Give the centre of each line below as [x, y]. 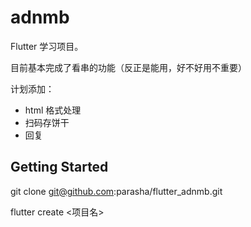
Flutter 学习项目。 [47, 46]
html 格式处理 [53, 110]
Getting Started [59, 167]
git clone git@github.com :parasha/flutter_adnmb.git [116, 191]
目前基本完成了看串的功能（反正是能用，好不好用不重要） [128, 67]
